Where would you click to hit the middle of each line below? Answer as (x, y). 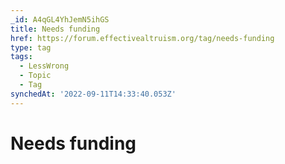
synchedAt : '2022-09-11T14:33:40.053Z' (93, 94)
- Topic (35, 76)
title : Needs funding (55, 29)
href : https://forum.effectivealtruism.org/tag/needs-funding (142, 38)
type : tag (31, 47)
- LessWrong (44, 66)
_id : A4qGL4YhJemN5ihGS (60, 19)
